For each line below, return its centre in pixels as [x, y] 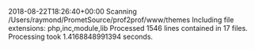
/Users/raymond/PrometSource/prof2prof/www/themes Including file [121, 20]
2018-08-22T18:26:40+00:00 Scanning [72, 11]
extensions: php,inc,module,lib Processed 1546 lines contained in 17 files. [128, 28]
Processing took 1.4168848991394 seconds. [80, 36]
